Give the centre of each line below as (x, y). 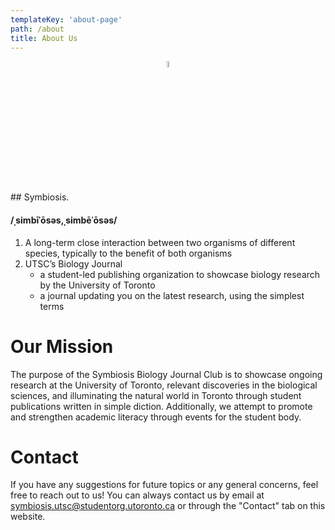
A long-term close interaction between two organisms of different (160, 242)
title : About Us (44, 38)
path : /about (37, 29)
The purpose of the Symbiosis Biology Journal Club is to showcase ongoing (166, 374)
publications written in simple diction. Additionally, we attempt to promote (161, 406)
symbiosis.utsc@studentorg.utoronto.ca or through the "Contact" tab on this (168, 506)
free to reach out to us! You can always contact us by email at (137, 495)
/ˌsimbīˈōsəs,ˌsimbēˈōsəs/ (64, 220)
